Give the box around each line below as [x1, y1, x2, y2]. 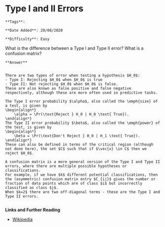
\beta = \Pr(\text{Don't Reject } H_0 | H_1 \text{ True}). [14, 133, 140, 138]
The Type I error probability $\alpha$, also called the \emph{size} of [5, 99, 158, 104]
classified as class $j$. [5, 185, 58, 190]
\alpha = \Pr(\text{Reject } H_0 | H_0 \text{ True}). [14, 112, 129, 116]
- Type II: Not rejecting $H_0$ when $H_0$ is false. [5, 81, 119, 86]
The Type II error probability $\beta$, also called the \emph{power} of [5, 120, 161, 125]
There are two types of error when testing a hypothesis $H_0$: [5, 73, 140, 78]
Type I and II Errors [5, 3, 84, 14]
